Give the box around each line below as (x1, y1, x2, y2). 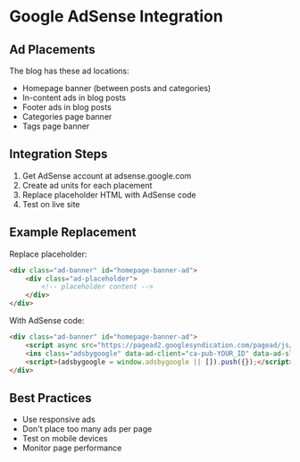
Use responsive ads (21, 414, 96, 425)
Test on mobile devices (21, 433, 108, 444)
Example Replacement (9, 225, 137, 240)
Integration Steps (9, 147, 108, 162)
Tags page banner (21, 121, 90, 131)
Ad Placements (9, 42, 96, 57)
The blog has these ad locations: (9, 65, 129, 76)
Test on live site (21, 198, 80, 209)
